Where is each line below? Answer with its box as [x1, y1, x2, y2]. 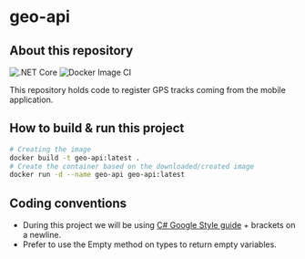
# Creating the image [9, 144, 92, 154]
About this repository [9, 43, 134, 58]
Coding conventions [9, 195, 127, 211]
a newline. [22, 230, 62, 241]
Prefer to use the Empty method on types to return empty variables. [22, 239, 278, 250]
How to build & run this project [9, 120, 185, 136]
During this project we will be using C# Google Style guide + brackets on [22, 220, 296, 231]
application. [9, 94, 54, 105]
